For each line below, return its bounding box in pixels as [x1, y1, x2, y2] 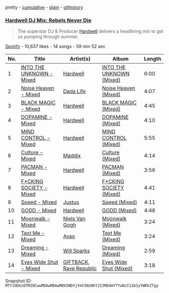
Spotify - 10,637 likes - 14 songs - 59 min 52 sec [5, 43, 106, 49]
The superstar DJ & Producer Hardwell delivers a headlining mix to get [17, 28, 163, 34]
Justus [63, 199, 79, 206]
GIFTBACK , [63, 259, 90, 266]
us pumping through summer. [17, 34, 79, 40]
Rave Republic [63, 265, 97, 272]
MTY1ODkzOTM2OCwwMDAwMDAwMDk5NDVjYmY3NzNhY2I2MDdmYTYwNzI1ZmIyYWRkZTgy [5, 283, 158, 288]
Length [144, 55, 161, 63]
